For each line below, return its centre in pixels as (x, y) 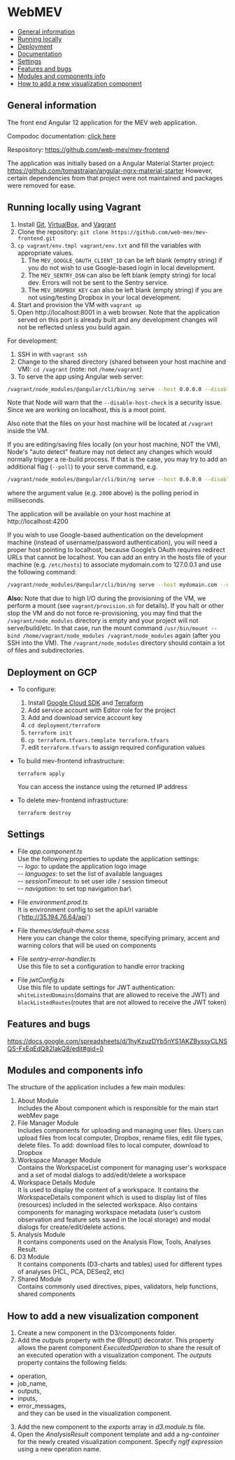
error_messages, (42, 1406)
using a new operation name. (59, 1450)
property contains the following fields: (72, 1363)
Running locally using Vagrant (74, 207)
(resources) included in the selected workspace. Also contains (107, 1205)
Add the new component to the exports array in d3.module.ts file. (111, 1427)
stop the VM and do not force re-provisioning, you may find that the (105, 614)
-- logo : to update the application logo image (82, 866)
